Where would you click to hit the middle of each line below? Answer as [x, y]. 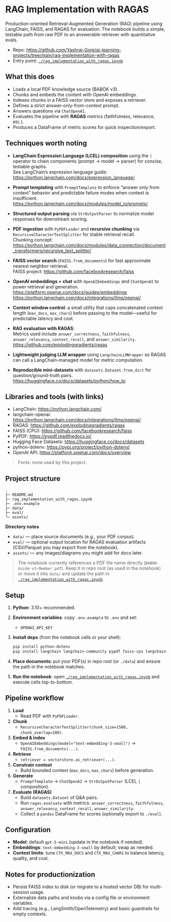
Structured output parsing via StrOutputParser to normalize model [83, 213]
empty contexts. [30, 914]
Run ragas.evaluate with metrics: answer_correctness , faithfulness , [92, 803]
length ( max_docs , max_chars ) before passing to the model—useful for [85, 313]
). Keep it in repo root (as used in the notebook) [111, 568]
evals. [11, 40]
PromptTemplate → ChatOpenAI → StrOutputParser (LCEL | [80, 781]
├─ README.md [19, 495]
